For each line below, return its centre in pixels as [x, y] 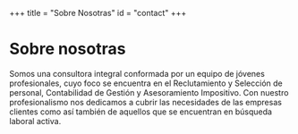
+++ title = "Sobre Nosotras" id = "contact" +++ [98, 13]
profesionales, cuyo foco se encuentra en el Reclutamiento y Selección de [146, 83]
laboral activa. [35, 121]
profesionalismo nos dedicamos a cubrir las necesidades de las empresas [145, 102]
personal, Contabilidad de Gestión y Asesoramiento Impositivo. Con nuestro [149, 92]
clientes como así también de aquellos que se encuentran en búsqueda [141, 112]
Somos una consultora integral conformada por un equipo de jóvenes [137, 73]
